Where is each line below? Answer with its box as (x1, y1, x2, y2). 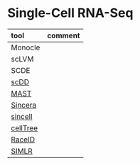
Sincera (11, 100, 37, 110)
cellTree (11, 123, 38, 132)
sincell (11, 111, 33, 121)
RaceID (11, 135, 36, 144)
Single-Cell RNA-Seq (7, 5, 134, 21)
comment (47, 30, 80, 40)
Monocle (11, 42, 41, 52)
